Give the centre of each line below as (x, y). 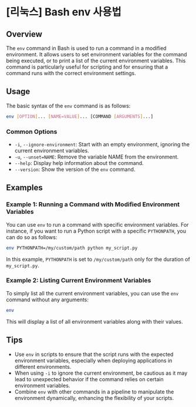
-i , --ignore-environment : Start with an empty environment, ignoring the (102, 144)
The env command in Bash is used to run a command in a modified (86, 48)
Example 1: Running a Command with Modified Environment (93, 204)
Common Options (32, 132)
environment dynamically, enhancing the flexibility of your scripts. (94, 398)
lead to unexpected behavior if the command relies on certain (89, 379)
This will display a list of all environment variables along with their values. (94, 321)
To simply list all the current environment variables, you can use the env (92, 293)
